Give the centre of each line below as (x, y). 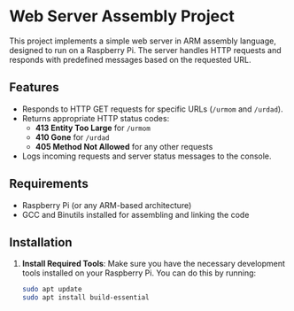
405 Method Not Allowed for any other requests (124, 146)
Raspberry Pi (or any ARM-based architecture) (107, 205)
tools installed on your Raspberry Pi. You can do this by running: (139, 273)
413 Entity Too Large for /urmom (93, 128)
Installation (41, 242)
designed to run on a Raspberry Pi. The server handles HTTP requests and (145, 50)
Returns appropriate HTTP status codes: (96, 118)
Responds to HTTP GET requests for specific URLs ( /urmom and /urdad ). (152, 109)
